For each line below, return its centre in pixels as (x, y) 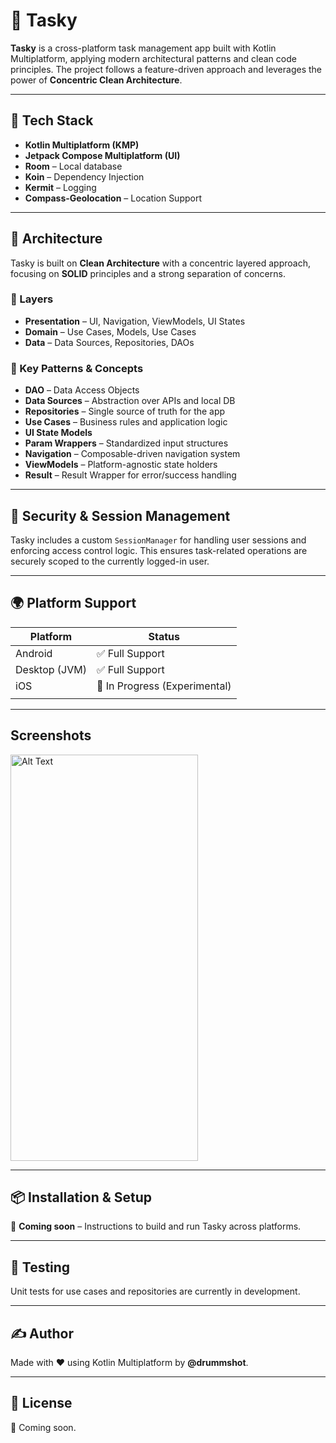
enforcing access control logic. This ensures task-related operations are (159, 550)
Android (34, 653)
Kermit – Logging (60, 187)
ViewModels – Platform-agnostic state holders (121, 465)
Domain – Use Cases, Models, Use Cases (110, 331)
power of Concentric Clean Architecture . (96, 80)
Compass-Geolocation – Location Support (113, 198)
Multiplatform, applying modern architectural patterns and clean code (153, 58)
